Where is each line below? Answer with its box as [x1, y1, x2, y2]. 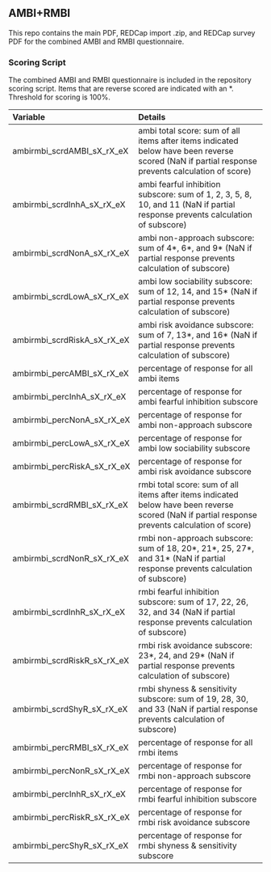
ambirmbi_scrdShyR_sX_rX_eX [12, 704, 128, 715]
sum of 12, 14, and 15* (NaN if [138, 286, 258, 298]
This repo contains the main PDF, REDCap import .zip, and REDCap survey [8, 28, 256, 37]
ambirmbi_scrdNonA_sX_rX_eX [12, 248, 130, 259]
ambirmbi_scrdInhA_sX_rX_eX [12, 199, 126, 210]
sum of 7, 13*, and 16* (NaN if [138, 329, 258, 341]
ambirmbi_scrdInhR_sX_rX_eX [12, 607, 126, 618]
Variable [12, 112, 46, 123]
